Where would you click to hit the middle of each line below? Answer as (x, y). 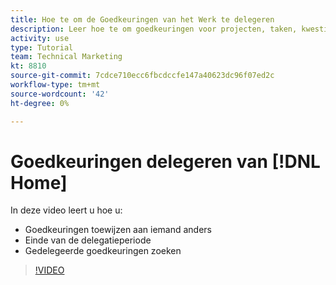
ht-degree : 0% (40, 103)
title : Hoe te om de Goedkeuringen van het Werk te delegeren (142, 19)
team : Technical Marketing (66, 57)
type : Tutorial (42, 47)
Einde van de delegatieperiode (88, 240)
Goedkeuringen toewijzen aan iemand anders (118, 230)
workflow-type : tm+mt (55, 85)
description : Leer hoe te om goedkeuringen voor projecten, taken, (154, 29)
